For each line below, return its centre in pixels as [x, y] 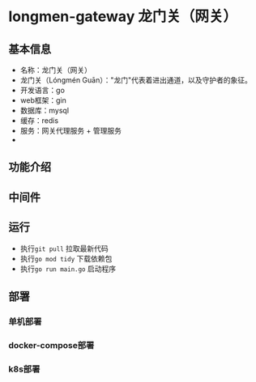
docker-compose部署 [51, 345]
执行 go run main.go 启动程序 [68, 269]
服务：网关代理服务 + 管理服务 [70, 131]
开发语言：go [42, 90]
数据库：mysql [45, 110]
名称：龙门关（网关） [55, 70]
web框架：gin [43, 100]
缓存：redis [39, 121]
